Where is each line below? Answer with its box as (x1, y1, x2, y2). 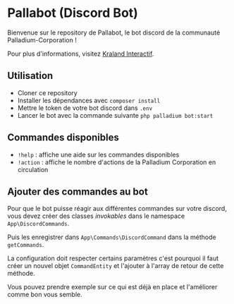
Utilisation (7, 70, 54, 82)
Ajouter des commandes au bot (7, 186, 148, 197)
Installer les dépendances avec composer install (17, 96, 161, 104)
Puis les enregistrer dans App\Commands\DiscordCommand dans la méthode (7, 233, 216, 241)
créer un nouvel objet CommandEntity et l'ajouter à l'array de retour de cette (7, 262, 224, 270)
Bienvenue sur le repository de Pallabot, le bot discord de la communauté (7, 28, 221, 37)
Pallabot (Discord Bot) (7, 5, 139, 21)
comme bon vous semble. (7, 291, 82, 299)
